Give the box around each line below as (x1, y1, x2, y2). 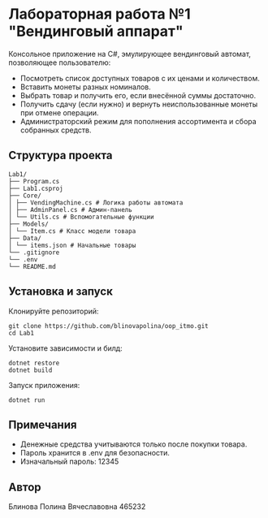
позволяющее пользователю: (8, 58, 111, 67)
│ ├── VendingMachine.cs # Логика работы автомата (8, 198, 184, 207)
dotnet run (8, 395, 45, 404)
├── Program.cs (8, 177, 60, 185)
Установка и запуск (8, 285, 114, 299)
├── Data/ (8, 234, 42, 242)
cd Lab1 (8, 329, 35, 337)
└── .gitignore (8, 248, 60, 257)
